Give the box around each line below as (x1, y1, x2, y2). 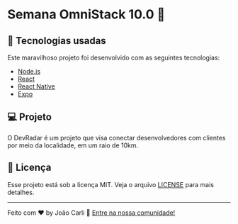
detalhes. (7, 188, 35, 196)
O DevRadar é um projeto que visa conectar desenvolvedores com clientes (7, 133, 226, 142)
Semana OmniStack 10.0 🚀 (7, 6, 166, 23)
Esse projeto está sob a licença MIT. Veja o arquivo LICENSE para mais (7, 180, 215, 189)
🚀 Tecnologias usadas (7, 35, 106, 47)
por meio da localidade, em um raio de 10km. (7, 141, 139, 150)
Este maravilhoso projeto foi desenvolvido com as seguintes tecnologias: (7, 53, 220, 62)
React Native (17, 82, 55, 91)
